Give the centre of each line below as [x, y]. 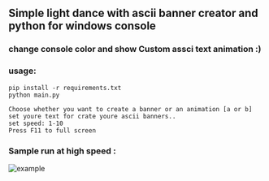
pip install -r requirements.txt [65, 88]
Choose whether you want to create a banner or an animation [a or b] [130, 109]
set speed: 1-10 [36, 123]
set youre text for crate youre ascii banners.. [92, 116]
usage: [22, 71]
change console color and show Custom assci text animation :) [135, 50]
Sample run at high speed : [62, 151]
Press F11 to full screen [52, 130]
